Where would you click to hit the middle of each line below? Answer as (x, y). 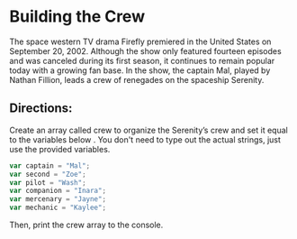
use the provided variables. (60, 149)
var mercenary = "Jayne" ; (58, 199)
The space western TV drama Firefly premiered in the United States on (140, 41)
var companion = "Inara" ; (58, 191)
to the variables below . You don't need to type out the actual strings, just (145, 139)
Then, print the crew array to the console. (86, 225)
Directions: (41, 109)
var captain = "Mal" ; (50, 165)
